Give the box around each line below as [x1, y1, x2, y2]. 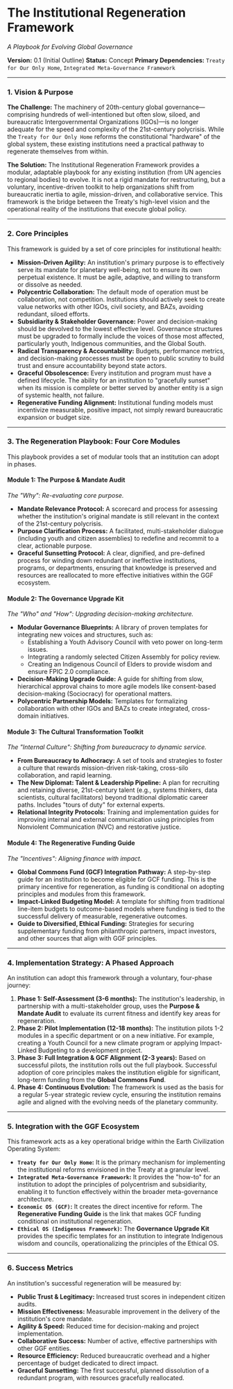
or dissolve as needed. [17, 280, 83, 289]
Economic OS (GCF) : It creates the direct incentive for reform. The [17, 1202, 203, 1211]
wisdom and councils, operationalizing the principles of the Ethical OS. [17, 1239, 220, 1247]
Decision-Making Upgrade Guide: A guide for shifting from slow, [17, 675, 204, 683]
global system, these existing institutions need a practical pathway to [7, 140, 205, 149]
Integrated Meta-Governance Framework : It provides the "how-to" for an [17, 1173, 221, 1181]
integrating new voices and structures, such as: [17, 630, 153, 639]
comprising [7, 110, 40, 119]
